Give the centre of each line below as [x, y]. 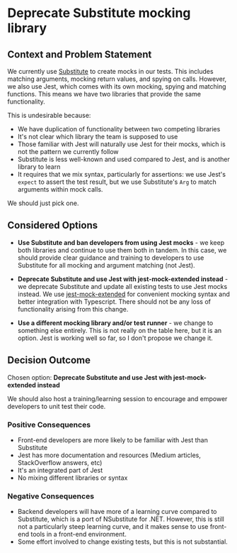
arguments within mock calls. [60, 189]
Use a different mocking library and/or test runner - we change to [115, 323]
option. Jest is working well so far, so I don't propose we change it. [115, 338]
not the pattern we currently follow [68, 152]
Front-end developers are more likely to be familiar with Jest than [113, 440]
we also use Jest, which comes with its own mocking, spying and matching [117, 86]
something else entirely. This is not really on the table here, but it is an [120, 330]
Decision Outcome [49, 360]
